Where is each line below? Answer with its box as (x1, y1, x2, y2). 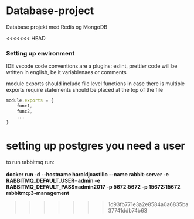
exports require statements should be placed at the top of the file (6, 86, 163, 93)
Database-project (6, 4, 94, 18)
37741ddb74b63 (108, 207, 148, 214)
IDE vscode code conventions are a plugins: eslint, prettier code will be (6, 62, 178, 69)
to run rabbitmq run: (6, 158, 55, 165)
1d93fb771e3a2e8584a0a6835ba (108, 200, 189, 208)
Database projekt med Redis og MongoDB (6, 23, 107, 30)
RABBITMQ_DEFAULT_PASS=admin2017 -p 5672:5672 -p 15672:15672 (6, 183, 181, 190)
